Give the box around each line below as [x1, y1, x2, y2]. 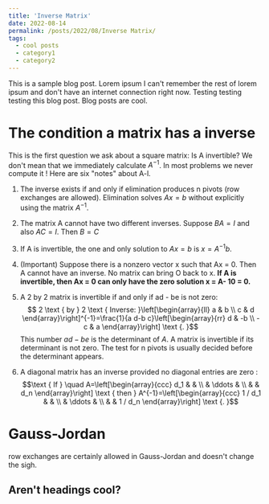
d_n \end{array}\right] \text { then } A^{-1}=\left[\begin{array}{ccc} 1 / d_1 [20, 387, 262, 398]
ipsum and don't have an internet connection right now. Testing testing [8, 87, 243, 96]
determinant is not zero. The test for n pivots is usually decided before [19, 342, 253, 352]
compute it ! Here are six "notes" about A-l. [8, 169, 151, 178]
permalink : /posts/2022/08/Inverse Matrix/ [8, 27, 157, 35]
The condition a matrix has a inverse [8, 124, 255, 142]
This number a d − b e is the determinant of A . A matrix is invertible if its [19, 334, 255, 344]
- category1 [15, 49, 56, 57]
